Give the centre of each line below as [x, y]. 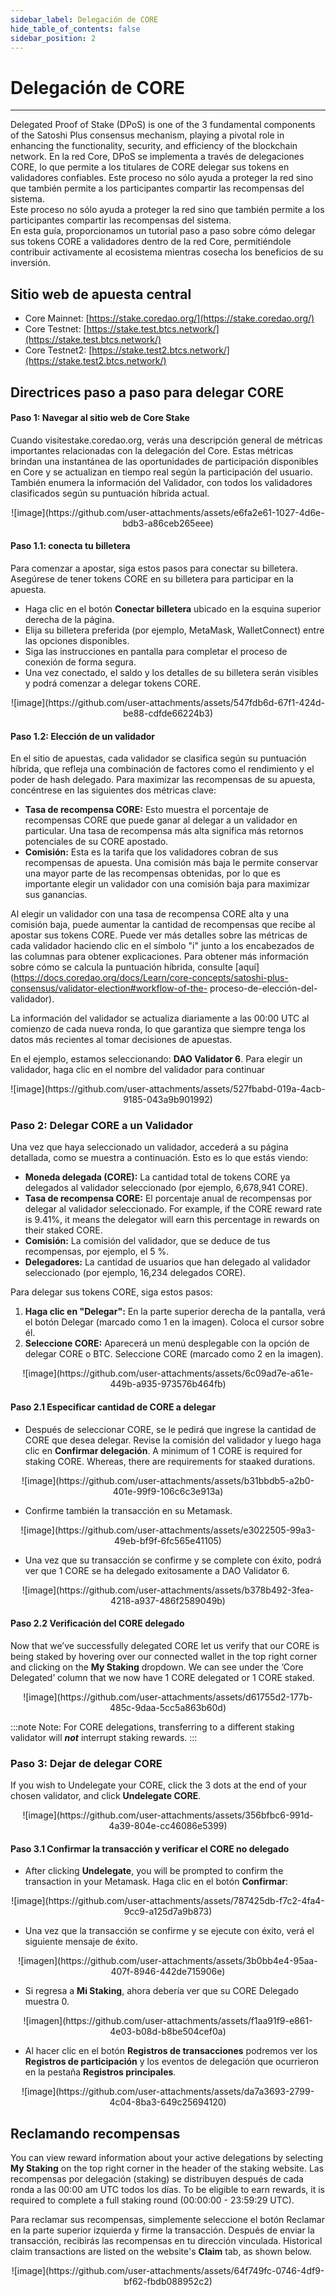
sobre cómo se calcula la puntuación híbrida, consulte [121, 967]
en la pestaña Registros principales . [100, 2072]
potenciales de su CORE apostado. [96, 842]
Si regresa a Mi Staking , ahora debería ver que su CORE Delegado [161, 1991]
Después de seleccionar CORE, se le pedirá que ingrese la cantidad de [170, 1429]
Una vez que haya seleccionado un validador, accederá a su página [149, 1147]
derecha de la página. [69, 619]
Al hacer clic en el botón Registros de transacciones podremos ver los [171, 2051]
